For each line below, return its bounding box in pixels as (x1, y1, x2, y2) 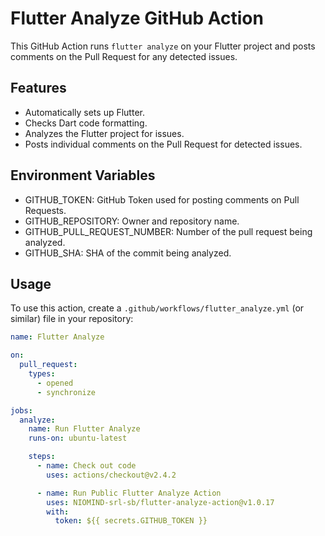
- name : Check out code (36, 461, 137, 471)
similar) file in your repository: (10, 313, 134, 325)
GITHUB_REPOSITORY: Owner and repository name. (24, 215, 240, 227)
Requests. (24, 204, 67, 216)
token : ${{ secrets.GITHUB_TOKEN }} (54, 516, 208, 526)
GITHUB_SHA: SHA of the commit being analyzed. (24, 247, 232, 259)
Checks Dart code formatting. (24, 117, 148, 129)
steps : (28, 452, 56, 462)
